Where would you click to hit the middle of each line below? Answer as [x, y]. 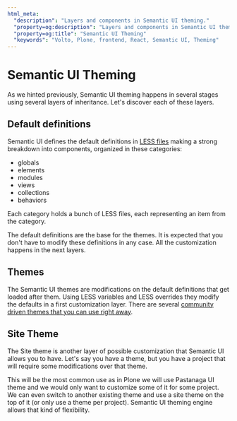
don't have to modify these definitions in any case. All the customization [112, 242]
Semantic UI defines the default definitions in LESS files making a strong [112, 141]
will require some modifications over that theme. [78, 366]
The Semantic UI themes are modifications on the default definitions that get [118, 289]
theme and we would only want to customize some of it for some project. [113, 387]
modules [30, 177]
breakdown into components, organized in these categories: [95, 148]
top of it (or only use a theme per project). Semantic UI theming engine [110, 402]
